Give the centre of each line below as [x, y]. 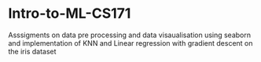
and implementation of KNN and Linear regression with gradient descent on [130, 43]
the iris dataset [32, 51]
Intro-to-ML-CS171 [70, 14]
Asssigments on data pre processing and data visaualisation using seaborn [130, 35]
